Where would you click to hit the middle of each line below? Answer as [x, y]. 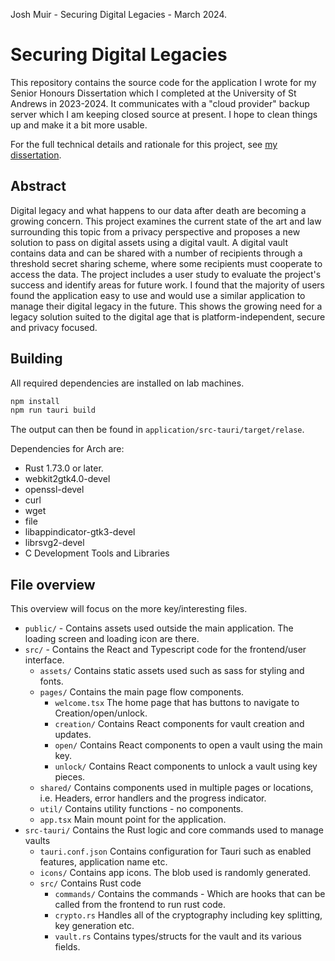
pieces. [70, 777]
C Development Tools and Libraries [97, 553]
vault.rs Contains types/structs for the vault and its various [178, 936]
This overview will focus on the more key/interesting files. [129, 609]
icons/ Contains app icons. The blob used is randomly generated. [175, 873]
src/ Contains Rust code [90, 883]
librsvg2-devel [54, 543]
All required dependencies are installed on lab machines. [127, 383]
